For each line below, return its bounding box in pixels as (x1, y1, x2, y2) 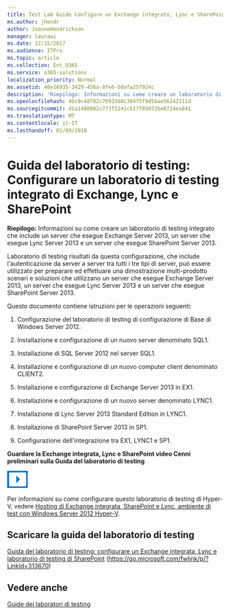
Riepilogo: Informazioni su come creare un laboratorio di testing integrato (7, 224, 215, 232)
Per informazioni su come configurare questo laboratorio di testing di (7, 495, 202, 503)
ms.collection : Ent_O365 (7, 62, 78, 69)
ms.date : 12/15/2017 (7, 40, 66, 47)
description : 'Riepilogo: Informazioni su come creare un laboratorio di (7, 91, 222, 98)
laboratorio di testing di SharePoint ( (7, 555, 109, 563)
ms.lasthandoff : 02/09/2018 (7, 127, 88, 134)
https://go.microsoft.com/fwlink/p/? (108, 555, 209, 563)
